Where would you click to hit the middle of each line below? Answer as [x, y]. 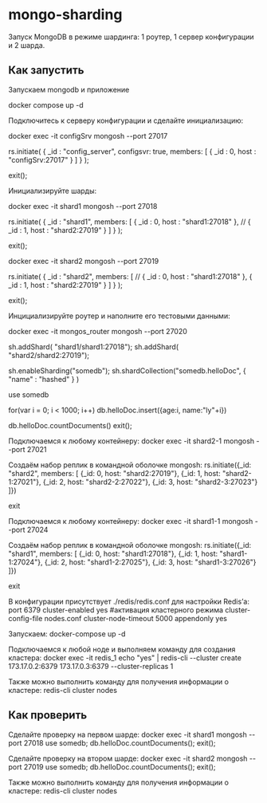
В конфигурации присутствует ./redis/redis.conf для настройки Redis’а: [129, 601]
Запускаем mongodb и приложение [69, 89]
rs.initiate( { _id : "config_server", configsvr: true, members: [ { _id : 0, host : [132, 151]
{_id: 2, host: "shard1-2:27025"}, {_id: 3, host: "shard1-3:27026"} [150, 562]
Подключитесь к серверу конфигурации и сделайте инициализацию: [126, 120]
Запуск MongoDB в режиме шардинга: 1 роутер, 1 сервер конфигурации [131, 37]
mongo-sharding [65, 15]
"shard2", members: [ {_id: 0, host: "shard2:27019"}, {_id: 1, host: [114, 473]
